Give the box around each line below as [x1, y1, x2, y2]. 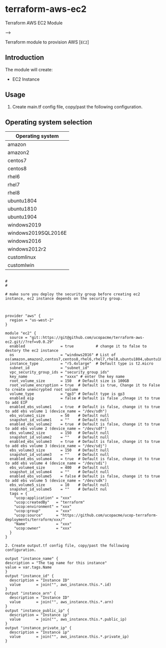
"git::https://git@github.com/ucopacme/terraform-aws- [29, 335, 145, 340]
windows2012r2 [7, 246, 46, 253]
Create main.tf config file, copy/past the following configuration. [12, 104, 143, 109]
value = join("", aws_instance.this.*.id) [9, 582, 112, 588]
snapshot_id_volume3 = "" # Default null [9, 452, 110, 457]
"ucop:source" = [14, 513, 58, 518]
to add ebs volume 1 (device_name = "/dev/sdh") [5, 409, 107, 414]
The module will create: [5, 66, 53, 72]
